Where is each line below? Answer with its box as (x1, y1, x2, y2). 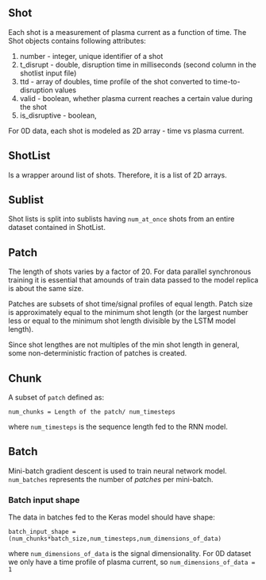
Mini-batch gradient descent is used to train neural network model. (8, 465, 228, 476)
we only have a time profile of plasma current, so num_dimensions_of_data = (8, 557, 256, 567)
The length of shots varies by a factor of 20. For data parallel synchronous (8, 267, 252, 277)
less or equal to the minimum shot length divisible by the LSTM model (8, 316, 237, 325)
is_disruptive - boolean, (19, 111, 97, 120)
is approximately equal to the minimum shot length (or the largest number (8, 308, 249, 317)
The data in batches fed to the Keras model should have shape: (8, 512, 216, 522)
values (54, 85, 77, 95)
